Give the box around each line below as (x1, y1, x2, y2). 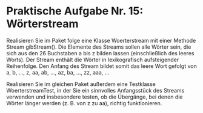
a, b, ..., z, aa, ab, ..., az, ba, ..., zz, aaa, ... (6, 69, 110, 76)
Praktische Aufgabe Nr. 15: (6, 4, 144, 18)
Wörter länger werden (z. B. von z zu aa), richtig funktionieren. (6, 99, 162, 106)
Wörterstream (6, 17, 79, 31)
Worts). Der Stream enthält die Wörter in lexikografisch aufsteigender (6, 56, 179, 63)
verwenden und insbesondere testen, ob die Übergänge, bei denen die (6, 93, 183, 100)
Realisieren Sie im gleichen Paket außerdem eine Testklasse (6, 80, 156, 88)
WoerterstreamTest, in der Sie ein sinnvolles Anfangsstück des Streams (6, 87, 185, 94)
